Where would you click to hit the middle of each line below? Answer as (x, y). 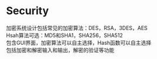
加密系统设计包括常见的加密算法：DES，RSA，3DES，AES (77, 28)
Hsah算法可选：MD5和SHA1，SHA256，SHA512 (65, 35)
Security (27, 11)
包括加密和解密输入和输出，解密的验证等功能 (60, 50)
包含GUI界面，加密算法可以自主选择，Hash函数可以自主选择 (79, 42)
